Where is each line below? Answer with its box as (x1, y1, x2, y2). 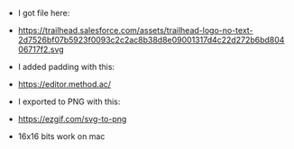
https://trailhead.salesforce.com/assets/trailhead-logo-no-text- (17, 25, 254, 35)
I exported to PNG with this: (17, 96, 121, 107)
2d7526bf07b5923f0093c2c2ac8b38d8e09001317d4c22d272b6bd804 (17, 35, 285, 45)
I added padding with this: (17, 62, 115, 72)
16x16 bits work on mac (17, 131, 106, 142)
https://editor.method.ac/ (17, 79, 111, 89)
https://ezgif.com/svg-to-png (17, 114, 127, 124)
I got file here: (17, 8, 70, 18)
